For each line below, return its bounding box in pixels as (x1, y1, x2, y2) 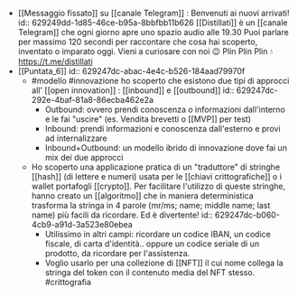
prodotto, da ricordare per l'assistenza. (44, 248, 191, 258)
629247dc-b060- (215, 209, 280, 220)
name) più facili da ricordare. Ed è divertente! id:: (31, 209, 214, 220)
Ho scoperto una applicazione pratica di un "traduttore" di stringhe (31, 162, 281, 172)
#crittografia (44, 277, 92, 287)
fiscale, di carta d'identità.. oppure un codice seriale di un (44, 238, 260, 249)
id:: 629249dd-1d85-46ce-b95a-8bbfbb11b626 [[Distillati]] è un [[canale (17, 17, 288, 28)
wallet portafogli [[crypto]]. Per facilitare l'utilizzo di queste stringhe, (31, 180, 286, 191)
